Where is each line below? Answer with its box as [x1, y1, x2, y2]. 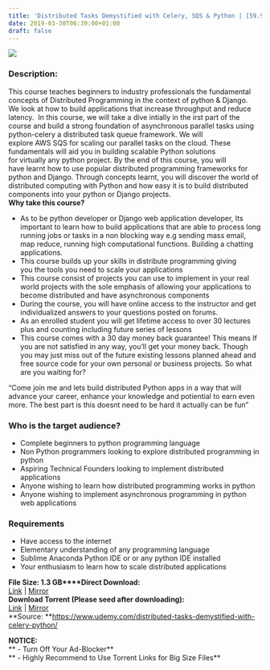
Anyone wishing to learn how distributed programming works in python [19, 480, 256, 491]
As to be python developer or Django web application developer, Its [19, 213, 243, 223]
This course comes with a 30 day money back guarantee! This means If [19, 333, 257, 343]
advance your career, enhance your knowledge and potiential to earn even [8, 391, 256, 401]
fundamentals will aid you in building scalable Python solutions [8, 146, 216, 156]
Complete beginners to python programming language [19, 438, 201, 447]
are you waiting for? [19, 367, 87, 376]
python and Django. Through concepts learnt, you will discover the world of [8, 172, 259, 182]
